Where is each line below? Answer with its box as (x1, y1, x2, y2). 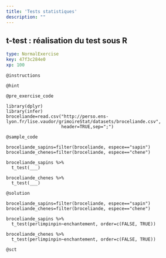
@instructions (6, 73, 41, 78)
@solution (6, 190, 31, 196)
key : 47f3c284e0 (6, 57, 46, 63)
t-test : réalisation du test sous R (6, 36, 128, 46)
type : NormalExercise (6, 51, 59, 57)
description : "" (6, 14, 46, 20)
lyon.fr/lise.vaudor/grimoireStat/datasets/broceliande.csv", (6, 118, 161, 125)
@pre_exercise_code (6, 93, 54, 99)
